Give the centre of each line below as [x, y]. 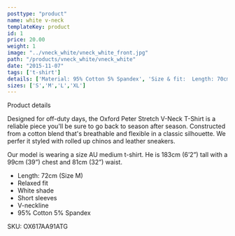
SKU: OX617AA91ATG [38, 227]
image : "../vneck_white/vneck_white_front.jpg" [78, 53]
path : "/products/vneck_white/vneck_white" [72, 60]
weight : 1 [22, 46]
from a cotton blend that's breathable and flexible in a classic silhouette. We [116, 134]
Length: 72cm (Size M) [50, 176]
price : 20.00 [26, 40]
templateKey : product [39, 27]
